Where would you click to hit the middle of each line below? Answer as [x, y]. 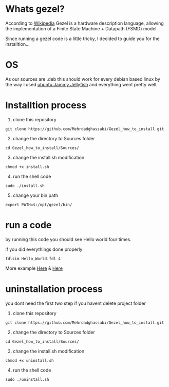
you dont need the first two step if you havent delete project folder [76, 303]
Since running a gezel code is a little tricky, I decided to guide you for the [83, 39]
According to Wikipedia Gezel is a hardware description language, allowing [85, 23]
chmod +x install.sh [27, 167]
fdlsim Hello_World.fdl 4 [33, 259]
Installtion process [46, 105]
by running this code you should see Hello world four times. [69, 239]
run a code [29, 225]
